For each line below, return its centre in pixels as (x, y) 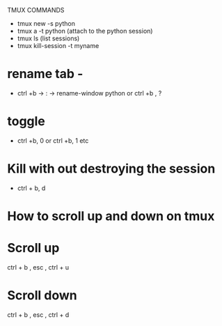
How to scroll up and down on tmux (111, 216)
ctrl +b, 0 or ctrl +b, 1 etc (53, 140)
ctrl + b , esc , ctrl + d (38, 315)
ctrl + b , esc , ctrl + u (38, 267)
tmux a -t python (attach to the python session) (85, 31)
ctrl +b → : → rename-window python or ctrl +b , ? (89, 93)
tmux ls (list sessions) (48, 38)
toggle (26, 122)
